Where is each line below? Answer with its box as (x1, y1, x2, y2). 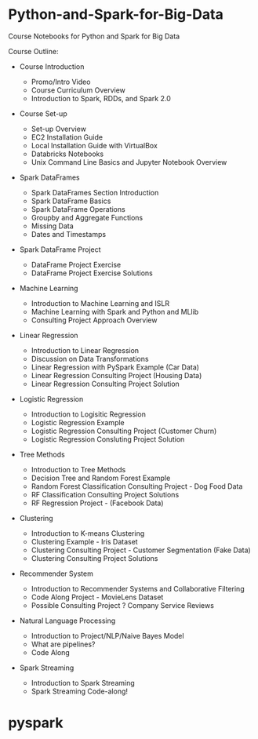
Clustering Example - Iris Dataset (31, 537, 139, 546)
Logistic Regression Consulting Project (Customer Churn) (31, 426, 217, 435)
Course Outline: (8, 46, 59, 56)
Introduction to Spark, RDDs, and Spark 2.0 (31, 93, 171, 103)
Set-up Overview (31, 124, 86, 133)
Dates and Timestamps (31, 229, 107, 238)
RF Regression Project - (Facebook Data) (31, 498, 164, 508)
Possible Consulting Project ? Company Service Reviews (31, 600, 214, 610)
